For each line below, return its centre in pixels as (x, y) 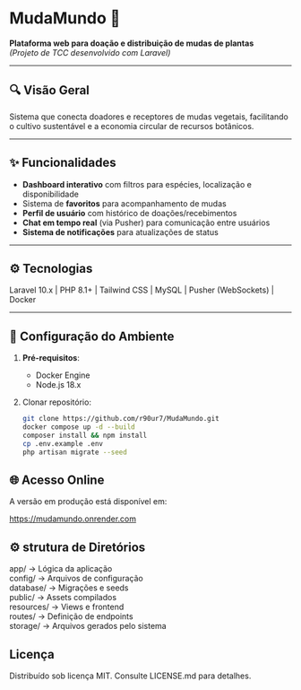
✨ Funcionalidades (63, 163)
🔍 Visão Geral (49, 90)
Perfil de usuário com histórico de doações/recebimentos (129, 213)
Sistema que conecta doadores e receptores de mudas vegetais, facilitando (149, 117)
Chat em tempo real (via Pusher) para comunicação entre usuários (146, 223)
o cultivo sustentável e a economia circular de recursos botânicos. (132, 126)
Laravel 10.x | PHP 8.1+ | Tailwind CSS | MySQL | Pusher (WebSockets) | (142, 290)
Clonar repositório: (57, 402)
